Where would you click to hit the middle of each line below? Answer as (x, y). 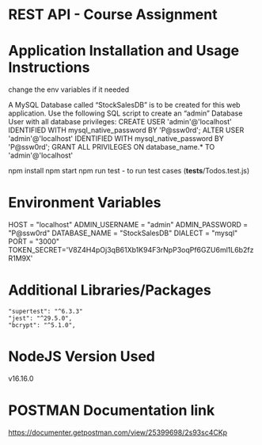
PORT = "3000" (34, 242)
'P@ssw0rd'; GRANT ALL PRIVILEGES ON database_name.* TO (112, 147)
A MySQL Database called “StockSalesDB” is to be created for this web (124, 105)
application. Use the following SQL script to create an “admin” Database (125, 113)
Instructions (49, 68)
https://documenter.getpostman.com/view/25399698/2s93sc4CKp (118, 432)
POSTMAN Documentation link (112, 411)
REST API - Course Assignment (113, 15)
